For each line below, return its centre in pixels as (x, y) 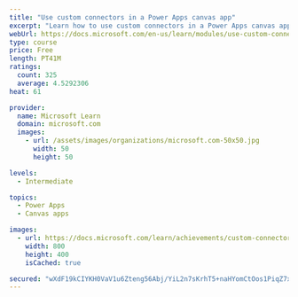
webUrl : (24, 34)
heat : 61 (25, 91)
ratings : (25, 67)
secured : (25, 279)
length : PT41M (35, 59)
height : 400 (47, 254)
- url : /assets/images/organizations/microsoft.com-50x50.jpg (142, 141)
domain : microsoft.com (59, 124)
